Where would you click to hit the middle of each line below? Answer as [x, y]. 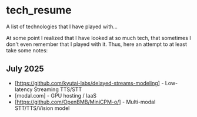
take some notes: [27, 50]
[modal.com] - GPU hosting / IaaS [56, 95]
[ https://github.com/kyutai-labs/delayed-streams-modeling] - [89, 83]
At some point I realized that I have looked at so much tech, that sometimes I [98, 38]
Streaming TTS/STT [58, 89]
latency [24, 89]
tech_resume [39, 10]
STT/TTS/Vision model [42, 108]
